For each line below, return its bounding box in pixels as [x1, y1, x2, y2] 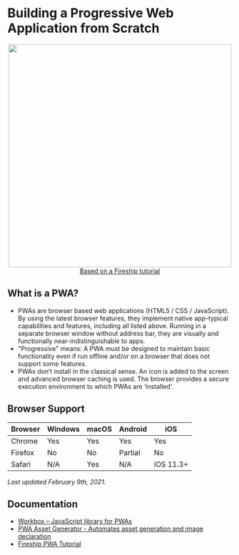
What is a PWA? [7, 287, 79, 300]
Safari [11, 459, 31, 469]
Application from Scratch [7, 20, 160, 36]
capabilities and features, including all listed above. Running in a [17, 321, 207, 330]
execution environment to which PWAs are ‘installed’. [17, 382, 173, 390]
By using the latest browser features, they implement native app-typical [17, 314, 228, 322]
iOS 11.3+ [153, 459, 188, 469]
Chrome [11, 436, 38, 446]
